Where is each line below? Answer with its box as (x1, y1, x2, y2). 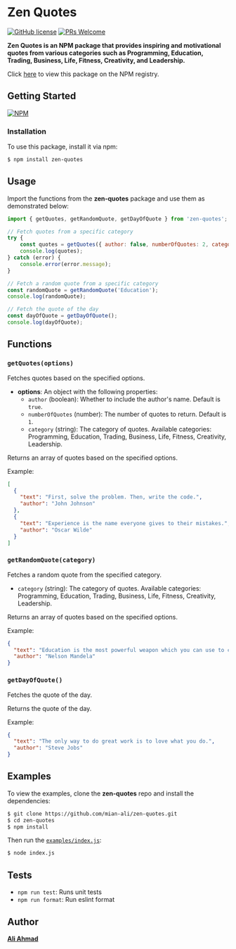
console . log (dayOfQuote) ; (7, 319, 83, 326)
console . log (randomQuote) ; (7, 293, 86, 300)
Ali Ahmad (7, 934, 39, 943)
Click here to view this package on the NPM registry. (7, 70, 159, 78)
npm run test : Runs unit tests (17, 888, 102, 896)
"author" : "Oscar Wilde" (20, 526, 93, 534)
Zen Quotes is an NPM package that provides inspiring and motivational (7, 41, 221, 49)
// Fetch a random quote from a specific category (7, 279, 159, 287)
